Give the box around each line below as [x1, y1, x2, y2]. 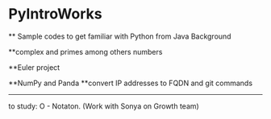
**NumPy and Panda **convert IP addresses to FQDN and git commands [8, 78, 252, 88]
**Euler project [8, 62, 60, 72]
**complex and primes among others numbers [8, 47, 163, 56]
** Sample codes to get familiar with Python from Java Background [8, 31, 231, 41]
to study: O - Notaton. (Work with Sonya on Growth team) [8, 101, 199, 111]
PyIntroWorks [8, 5, 102, 23]
